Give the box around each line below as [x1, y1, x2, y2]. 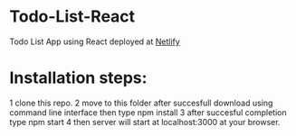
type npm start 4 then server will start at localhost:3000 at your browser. [9, 116, 281, 127]
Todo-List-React [9, 6, 136, 27]
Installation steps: [9, 68, 148, 88]
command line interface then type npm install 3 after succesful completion [9, 106, 287, 118]
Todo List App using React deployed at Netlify [9, 36, 181, 47]
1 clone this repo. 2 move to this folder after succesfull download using [9, 97, 273, 108]
